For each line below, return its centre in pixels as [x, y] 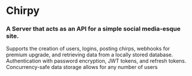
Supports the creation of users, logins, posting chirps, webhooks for [88, 49]
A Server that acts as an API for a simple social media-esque [93, 29]
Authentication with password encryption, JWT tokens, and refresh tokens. [96, 61]
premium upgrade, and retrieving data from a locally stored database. [90, 55]
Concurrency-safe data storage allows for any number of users [82, 67]
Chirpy [23, 11]
